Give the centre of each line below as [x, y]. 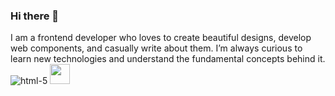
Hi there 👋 [35, 16]
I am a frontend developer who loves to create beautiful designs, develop [161, 38]
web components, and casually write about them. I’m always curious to [156, 48]
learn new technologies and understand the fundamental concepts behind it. [168, 59]
